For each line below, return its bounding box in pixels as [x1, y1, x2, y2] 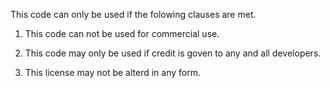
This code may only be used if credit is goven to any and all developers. [24, 47, 322, 59]
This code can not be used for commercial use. [24, 28, 220, 39]
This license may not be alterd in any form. [24, 67, 202, 78]
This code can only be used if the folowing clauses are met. [10, 9, 257, 20]
